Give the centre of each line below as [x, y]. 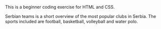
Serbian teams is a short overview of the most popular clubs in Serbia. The [80, 16]
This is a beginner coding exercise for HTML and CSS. [60, 7]
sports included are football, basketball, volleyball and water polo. [72, 22]
